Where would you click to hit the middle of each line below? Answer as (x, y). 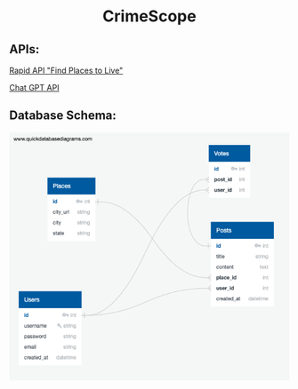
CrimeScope (149, 16)
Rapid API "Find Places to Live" (66, 70)
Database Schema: (63, 116)
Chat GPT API (34, 87)
